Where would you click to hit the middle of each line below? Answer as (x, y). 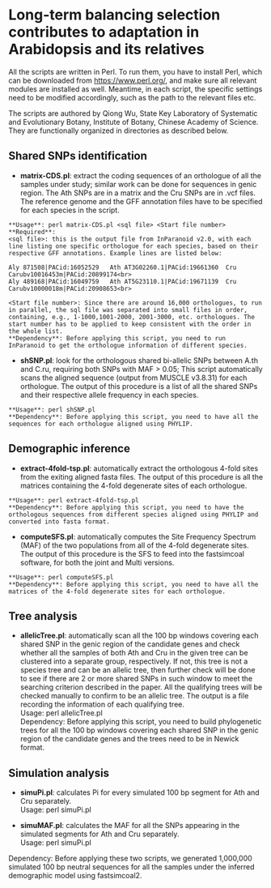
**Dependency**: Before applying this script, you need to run (117, 338)
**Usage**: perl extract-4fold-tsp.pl (74, 500)
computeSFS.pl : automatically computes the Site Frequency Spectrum (138, 536)
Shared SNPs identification (78, 156)
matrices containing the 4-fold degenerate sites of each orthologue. (133, 485)
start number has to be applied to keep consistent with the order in (130, 324)
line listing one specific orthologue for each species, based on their (133, 246)
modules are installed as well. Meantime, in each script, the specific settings (135, 89)
